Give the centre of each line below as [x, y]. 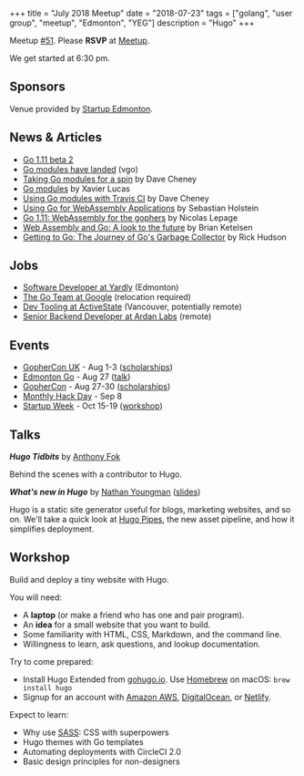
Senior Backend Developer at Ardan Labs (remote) [117, 316]
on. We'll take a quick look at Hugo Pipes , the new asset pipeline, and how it [152, 520]
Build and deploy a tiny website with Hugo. [90, 579]
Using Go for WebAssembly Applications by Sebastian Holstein [141, 208]
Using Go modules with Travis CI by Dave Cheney [116, 198]
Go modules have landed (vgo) [80, 169]
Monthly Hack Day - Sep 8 [72, 397]
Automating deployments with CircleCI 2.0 [102, 751]
